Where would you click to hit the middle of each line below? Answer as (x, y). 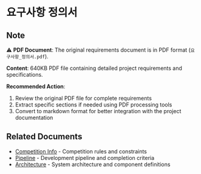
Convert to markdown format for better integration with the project (98, 111)
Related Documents (44, 137)
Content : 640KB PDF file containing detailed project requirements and (94, 68)
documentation (34, 117)
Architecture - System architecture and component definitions (93, 164)
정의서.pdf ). (35, 56)
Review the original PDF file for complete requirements (83, 98)
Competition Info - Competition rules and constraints (81, 151)
